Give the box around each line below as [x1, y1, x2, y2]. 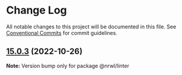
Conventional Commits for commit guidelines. [6, 29, 117, 36]
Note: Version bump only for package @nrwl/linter [6, 62, 129, 69]
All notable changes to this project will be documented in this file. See [6, 23, 177, 30]
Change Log [6, 4, 67, 17]
